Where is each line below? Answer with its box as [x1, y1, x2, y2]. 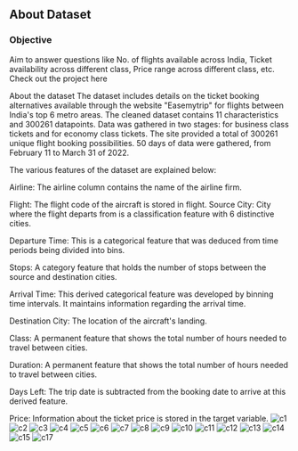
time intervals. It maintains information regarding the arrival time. [9, 298, 246, 308]
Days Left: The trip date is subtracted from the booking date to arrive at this [9, 386, 286, 397]
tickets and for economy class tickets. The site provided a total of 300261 [9, 128, 278, 139]
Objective [9, 34, 52, 46]
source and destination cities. [9, 271, 117, 282]
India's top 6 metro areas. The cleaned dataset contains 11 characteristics [9, 109, 278, 119]
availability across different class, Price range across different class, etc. [9, 63, 275, 74]
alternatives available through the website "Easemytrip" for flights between [9, 100, 285, 111]
